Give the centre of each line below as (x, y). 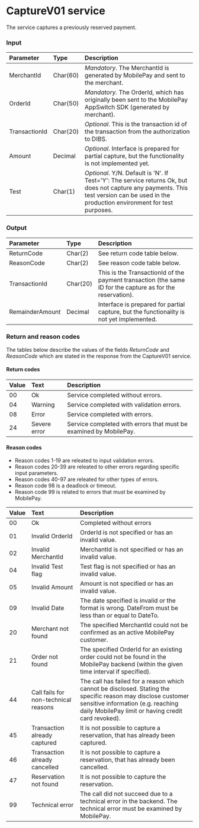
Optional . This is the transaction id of (136, 124)
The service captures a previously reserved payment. (71, 27)
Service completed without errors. (115, 395)
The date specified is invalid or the (128, 601)
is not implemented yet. (117, 163)
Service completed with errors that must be (127, 424)
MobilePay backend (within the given (131, 665)
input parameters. (36, 473)
